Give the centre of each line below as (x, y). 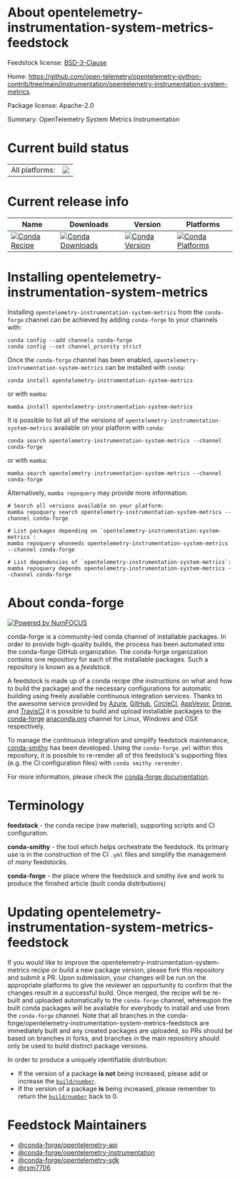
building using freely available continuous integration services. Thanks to (115, 696)
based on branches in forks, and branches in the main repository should (114, 1038)
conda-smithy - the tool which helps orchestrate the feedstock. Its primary (118, 846)
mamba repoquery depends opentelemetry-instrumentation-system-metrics (116, 568)
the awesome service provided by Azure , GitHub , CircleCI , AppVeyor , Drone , (120, 703)
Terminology (46, 805)
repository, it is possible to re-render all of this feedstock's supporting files (117, 755)
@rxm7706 (34, 1168)
